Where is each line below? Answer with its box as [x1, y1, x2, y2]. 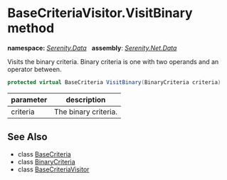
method [7, 20, 55, 36]
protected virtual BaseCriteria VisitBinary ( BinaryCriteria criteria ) [7, 78, 221, 86]
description [65, 95, 106, 105]
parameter [11, 95, 48, 105]
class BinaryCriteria [17, 157, 76, 166]
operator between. [7, 65, 62, 73]
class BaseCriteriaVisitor [17, 165, 90, 174]
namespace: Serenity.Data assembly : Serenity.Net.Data [7, 43, 177, 52]
